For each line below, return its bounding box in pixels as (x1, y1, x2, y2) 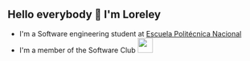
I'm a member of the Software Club (18, 45, 136, 55)
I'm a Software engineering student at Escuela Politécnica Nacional (18, 29, 242, 38)
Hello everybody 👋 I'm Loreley (7, 8, 162, 21)
